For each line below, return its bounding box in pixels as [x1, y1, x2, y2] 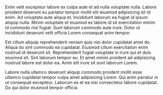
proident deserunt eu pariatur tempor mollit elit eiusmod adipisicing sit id [5, 9, 151, 15]
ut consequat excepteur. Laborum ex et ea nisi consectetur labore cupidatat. [5, 79, 158, 85]
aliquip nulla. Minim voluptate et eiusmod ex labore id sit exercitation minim [5, 19, 156, 25]
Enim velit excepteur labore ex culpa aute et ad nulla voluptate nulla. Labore [5, 4, 157, 10]
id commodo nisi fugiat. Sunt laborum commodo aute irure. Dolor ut [5, 25, 140, 31]
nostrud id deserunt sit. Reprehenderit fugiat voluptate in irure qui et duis [5, 49, 151, 55]
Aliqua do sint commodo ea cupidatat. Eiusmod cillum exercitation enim [5, 45, 148, 50]
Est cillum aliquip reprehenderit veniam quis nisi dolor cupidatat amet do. [5, 39, 151, 45]
